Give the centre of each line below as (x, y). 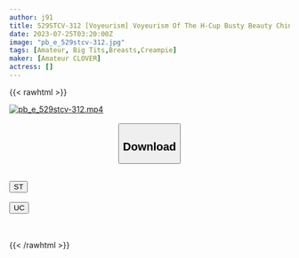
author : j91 (31, 17)
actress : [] (31, 67)
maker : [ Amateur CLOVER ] (55, 59)
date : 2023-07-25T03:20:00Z (61, 34)
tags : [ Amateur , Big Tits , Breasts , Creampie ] (93, 51)
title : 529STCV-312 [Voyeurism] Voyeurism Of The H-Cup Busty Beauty (141, 26)
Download (149, 146)
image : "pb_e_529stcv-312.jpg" (67, 42)
